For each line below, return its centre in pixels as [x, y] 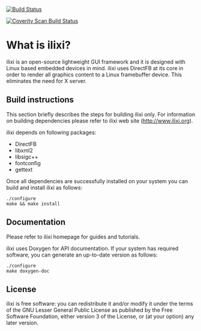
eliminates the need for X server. [46, 80]
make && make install [33, 204]
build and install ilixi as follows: [44, 187]
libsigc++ [27, 157]
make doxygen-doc [28, 271]
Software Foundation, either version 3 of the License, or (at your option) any [100, 317]
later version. [22, 323]
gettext [24, 169]
